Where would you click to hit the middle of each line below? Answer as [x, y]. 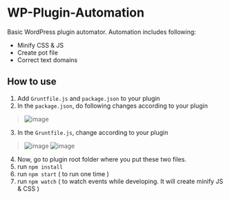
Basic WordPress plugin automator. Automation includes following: [102, 32]
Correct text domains [47, 59]
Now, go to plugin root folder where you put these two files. [102, 159]
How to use [32, 82]
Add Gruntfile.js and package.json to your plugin [88, 98]
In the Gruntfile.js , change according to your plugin [93, 132]
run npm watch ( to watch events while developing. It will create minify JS [120, 181]
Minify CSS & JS [40, 45]
